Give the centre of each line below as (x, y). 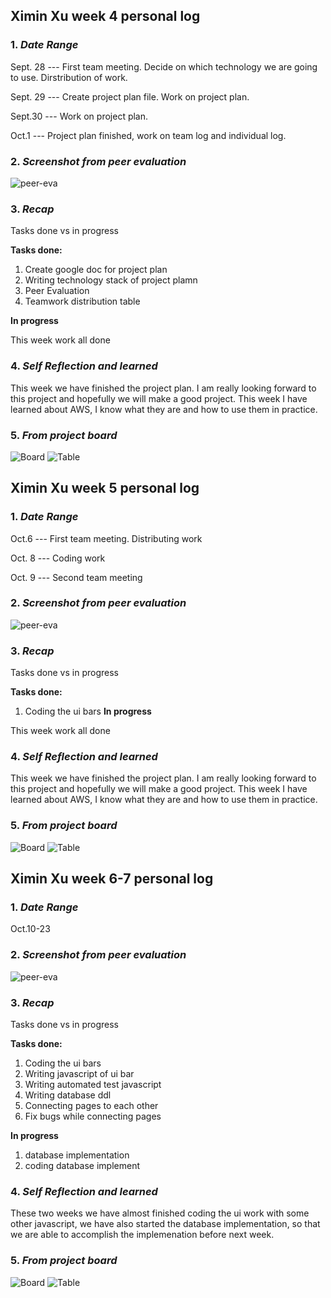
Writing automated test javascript (93, 1085)
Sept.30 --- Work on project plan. (79, 116)
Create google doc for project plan (96, 270)
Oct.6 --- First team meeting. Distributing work (106, 538)
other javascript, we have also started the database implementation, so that (165, 1224)
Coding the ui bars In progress (88, 711)
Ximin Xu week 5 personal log (105, 488)
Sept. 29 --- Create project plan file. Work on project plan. (130, 96)
